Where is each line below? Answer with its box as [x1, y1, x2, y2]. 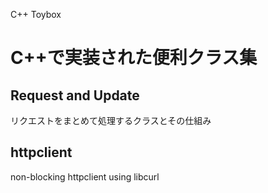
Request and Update [10, 87, 140, 104]
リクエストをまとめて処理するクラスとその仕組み [10, 115, 212, 126]
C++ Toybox [10, 9, 62, 20]
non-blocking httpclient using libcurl [10, 170, 160, 183]
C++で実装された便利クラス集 [10, 47, 258, 69]
